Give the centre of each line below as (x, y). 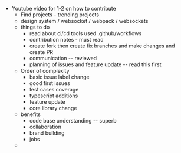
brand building (47, 133)
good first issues (50, 83)
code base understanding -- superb (73, 120)
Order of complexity (45, 71)
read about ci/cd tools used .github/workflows (85, 33)
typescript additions (54, 96)
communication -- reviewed (63, 58)
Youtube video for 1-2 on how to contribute (64, 8)
